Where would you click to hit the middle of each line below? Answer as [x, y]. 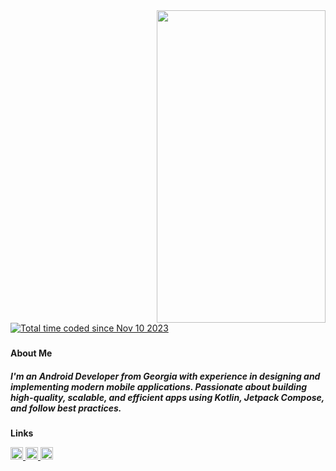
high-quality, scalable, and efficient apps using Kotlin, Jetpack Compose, [167, 397]
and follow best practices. [66, 408]
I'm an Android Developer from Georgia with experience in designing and [165, 376]
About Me [31, 353]
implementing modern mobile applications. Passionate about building [159, 386]
